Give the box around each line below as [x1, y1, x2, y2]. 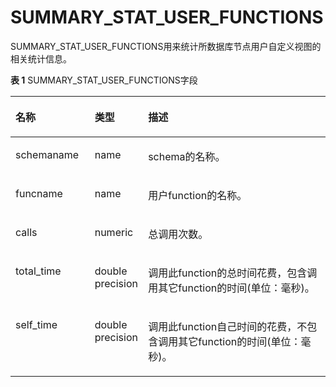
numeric [94, 225, 134, 239]
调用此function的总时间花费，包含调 [148, 266, 318, 280]
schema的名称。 [148, 149, 226, 163]
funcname [15, 186, 63, 200]
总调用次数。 [148, 227, 209, 241]
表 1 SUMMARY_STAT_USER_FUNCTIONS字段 [10, 74, 198, 86]
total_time [15, 264, 62, 278]
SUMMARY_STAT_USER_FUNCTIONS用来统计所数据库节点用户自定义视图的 [10, 40, 322, 52]
